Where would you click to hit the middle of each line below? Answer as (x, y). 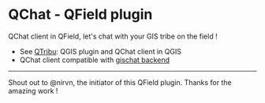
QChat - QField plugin (80, 15)
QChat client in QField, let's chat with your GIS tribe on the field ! (113, 36)
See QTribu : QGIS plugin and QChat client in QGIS (100, 51)
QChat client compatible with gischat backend (94, 60)
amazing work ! (33, 90)
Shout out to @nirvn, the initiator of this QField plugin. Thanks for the (120, 82)
